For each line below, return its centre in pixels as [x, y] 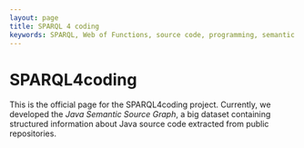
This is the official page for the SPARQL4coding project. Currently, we [140, 104]
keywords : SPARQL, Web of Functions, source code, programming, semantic [152, 35]
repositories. [33, 133]
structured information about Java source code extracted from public [139, 124]
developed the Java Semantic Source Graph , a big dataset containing [140, 114]
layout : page [34, 18]
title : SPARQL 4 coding [55, 26]
